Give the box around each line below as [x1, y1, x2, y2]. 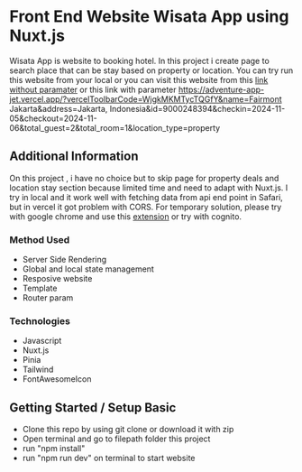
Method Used [9, 233, 70, 245]
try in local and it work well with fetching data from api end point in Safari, [9, 191, 284, 202]
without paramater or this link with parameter [9, 84, 178, 95]
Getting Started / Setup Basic [9, 400, 177, 415]
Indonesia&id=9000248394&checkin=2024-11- [109, 103, 286, 114]
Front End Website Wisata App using [9, 6, 289, 27]
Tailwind [22, 364, 54, 375]
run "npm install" [22, 443, 86, 454]
